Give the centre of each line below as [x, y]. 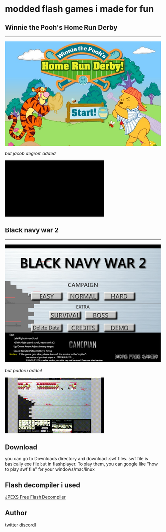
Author [16, 513]
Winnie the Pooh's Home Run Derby [61, 28]
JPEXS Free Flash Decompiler [35, 497]
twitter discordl [21, 525]
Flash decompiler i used [43, 485]
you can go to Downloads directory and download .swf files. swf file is [77, 459]
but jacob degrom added [30, 153]
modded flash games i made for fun [80, 9]
